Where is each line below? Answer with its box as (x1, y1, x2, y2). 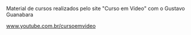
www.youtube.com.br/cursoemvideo (6, 23, 96, 29)
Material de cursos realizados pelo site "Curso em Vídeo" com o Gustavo (6, 5, 186, 12)
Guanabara (6, 11, 34, 18)
